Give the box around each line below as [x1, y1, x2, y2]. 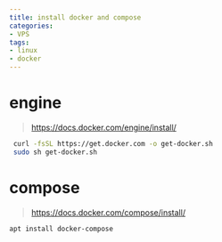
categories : [9, 21, 53, 30]
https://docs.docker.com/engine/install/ [30, 122, 177, 133]
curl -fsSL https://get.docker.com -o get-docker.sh [12, 139, 214, 148]
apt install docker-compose [9, 224, 114, 233]
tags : [9, 37, 29, 47]
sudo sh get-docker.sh [12, 148, 98, 157]
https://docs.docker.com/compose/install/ [30, 206, 185, 218]
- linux [9, 46, 38, 55]
